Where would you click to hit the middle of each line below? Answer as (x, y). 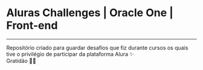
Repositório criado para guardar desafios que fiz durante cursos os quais (97, 47)
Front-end (32, 25)
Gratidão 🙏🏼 (21, 60)
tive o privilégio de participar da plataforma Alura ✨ (70, 54)
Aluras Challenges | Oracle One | (90, 13)
